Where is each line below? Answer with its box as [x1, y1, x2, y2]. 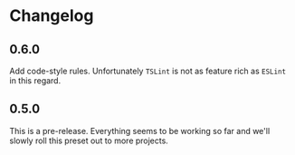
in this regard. [9, 75, 62, 86]
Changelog [9, 5, 94, 26]
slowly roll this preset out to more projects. [9, 135, 169, 146]
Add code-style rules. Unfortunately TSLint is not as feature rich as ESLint [9, 65, 287, 76]
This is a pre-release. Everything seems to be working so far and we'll [9, 125, 271, 136]
